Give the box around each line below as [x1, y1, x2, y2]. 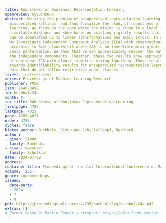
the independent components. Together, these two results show [9, 53, 142, 59]
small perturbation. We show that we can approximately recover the [9, 49, 154, 54]
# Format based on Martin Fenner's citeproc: [5, 211, 100, 216]
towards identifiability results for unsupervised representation [9, 63, 149, 68]
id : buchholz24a [5, 90, 39, 95]
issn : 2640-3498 [5, 85, 39, 91]
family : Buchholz [9, 141, 45, 147]
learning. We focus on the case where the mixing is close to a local [9, 26, 158, 31]
